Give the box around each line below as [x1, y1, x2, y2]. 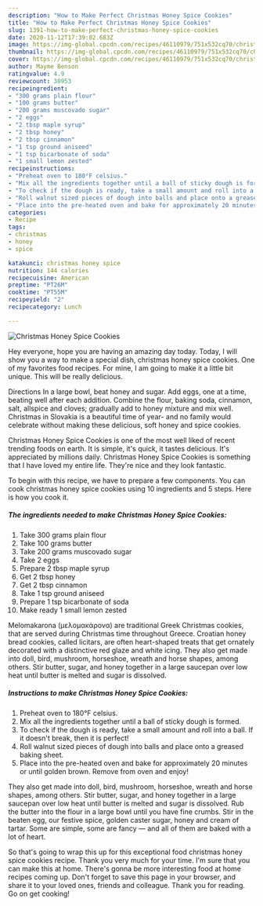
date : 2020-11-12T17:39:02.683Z [8, 33, 113, 42]
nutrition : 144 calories [8, 266, 89, 275]
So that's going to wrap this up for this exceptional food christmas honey [8, 847, 243, 857]
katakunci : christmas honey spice [8, 259, 121, 267]
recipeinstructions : [8, 165, 76, 173]
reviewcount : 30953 [8, 77, 72, 85]
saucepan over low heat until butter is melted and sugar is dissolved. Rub [8, 798, 244, 808]
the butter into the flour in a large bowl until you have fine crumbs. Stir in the [8, 806, 254, 816]
